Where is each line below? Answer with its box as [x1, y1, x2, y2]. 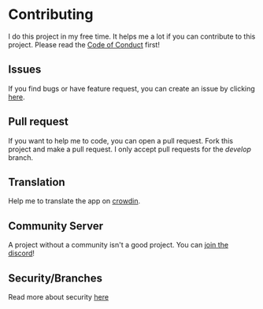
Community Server [8, 219, 104, 233]
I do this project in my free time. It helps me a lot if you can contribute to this [8, 32, 256, 41]
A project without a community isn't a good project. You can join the [8, 240, 229, 250]
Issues [8, 63, 42, 76]
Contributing [8, 6, 94, 24]
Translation [8, 175, 65, 188]
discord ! [8, 248, 35, 258]
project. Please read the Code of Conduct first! [8, 39, 160, 49]
